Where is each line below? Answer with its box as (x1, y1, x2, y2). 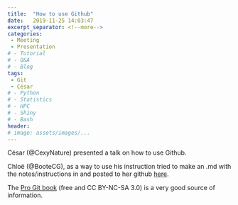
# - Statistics (7, 96, 53, 104)
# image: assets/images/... (7, 129, 91, 136)
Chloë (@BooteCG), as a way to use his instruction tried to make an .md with (7, 162, 232, 171)
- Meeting (10, 37, 40, 44)
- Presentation (10, 43, 55, 50)
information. (7, 191, 43, 199)
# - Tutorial (7, 50, 46, 57)
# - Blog (7, 63, 33, 70)
